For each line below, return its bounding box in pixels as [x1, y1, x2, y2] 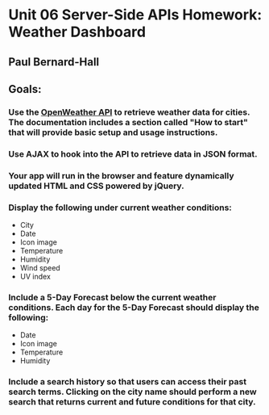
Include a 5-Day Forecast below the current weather [8, 291, 217, 303]
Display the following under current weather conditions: [8, 202, 232, 213]
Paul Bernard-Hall [8, 55, 100, 69]
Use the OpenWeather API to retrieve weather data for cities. [8, 107, 250, 118]
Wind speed [19, 263, 60, 273]
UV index [19, 272, 51, 282]
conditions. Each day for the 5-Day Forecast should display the [8, 301, 259, 312]
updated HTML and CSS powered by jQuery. [8, 180, 185, 191]
